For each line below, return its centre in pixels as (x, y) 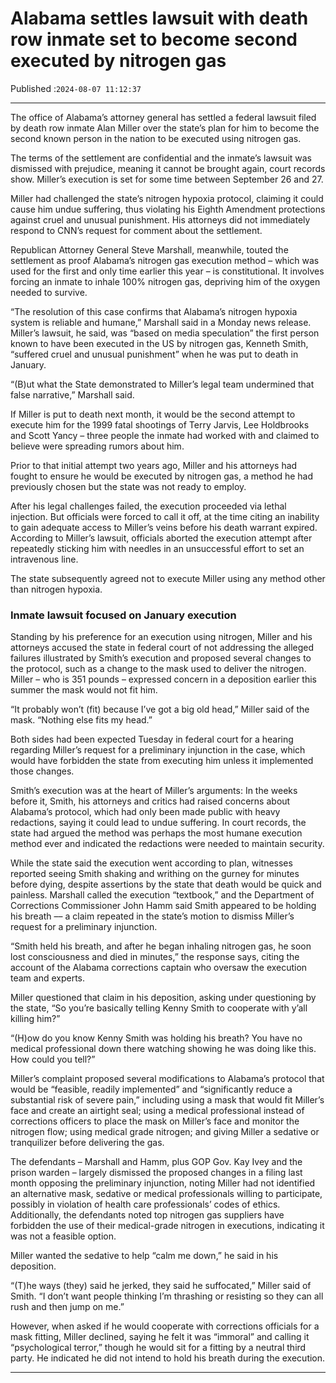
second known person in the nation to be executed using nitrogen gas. (156, 138)
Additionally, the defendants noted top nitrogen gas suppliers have (147, 1215)
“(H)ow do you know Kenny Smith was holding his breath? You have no (156, 1038)
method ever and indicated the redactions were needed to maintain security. (167, 844)
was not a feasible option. (63, 1236)
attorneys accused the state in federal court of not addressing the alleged (162, 648)
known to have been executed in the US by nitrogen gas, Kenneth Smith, (159, 343)
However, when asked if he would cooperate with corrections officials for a (165, 1326)
